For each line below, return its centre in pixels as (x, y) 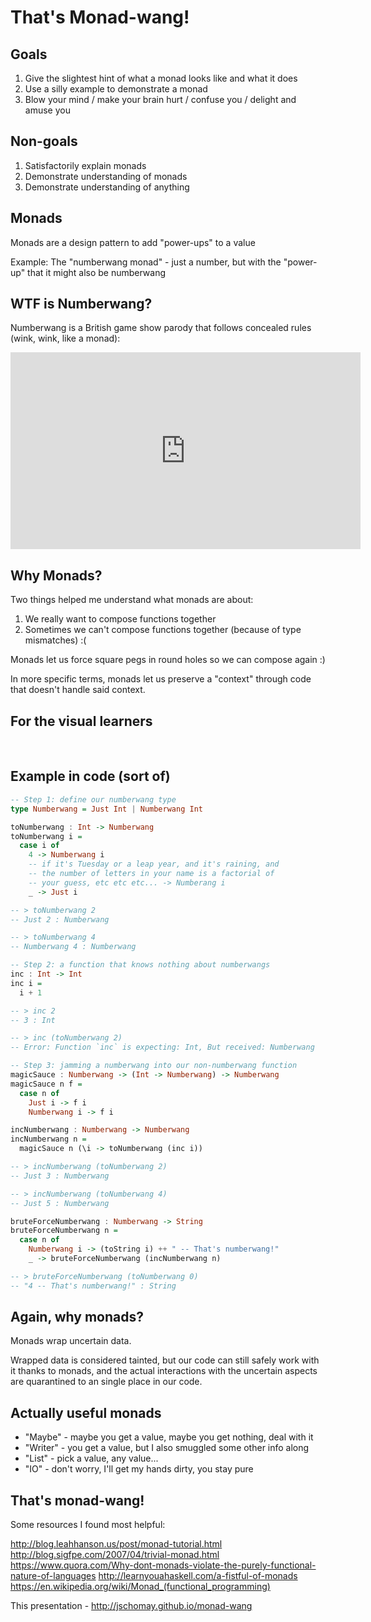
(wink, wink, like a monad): (65, 338)
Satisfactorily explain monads (85, 165)
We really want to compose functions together (120, 619)
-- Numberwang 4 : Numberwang (73, 947)
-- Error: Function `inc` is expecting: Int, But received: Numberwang (162, 1047)
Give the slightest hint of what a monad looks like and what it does (161, 78)
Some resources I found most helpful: (88, 1525)
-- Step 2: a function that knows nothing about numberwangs (140, 965)
